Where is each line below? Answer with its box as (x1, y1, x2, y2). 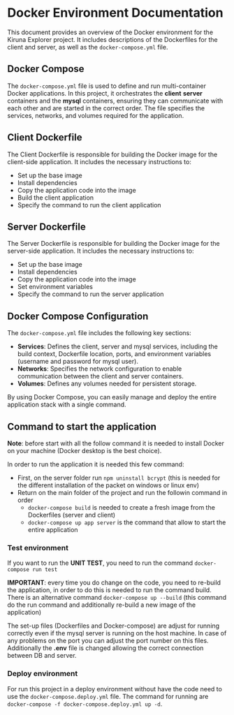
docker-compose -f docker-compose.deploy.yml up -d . (7, 700, 163, 708)
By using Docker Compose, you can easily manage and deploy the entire (7, 393, 217, 401)
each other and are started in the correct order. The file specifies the (7, 103, 205, 112)
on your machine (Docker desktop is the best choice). (7, 447, 162, 455)
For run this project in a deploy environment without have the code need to (7, 684, 222, 693)
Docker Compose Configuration (7, 310, 149, 322)
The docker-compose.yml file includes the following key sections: (7, 329, 192, 337)
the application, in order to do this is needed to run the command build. (7, 586, 212, 594)
